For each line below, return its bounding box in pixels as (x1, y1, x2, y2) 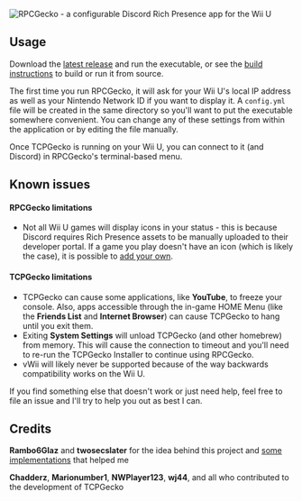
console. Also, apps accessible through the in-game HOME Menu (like (22, 301, 284, 312)
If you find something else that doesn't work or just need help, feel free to (9, 386, 283, 396)
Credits (9, 422, 52, 436)
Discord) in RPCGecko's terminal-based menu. (9, 150, 183, 161)
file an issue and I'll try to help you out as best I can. (9, 395, 203, 405)
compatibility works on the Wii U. (22, 368, 146, 378)
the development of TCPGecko (9, 482, 124, 493)
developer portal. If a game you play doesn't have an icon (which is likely (22, 241, 294, 252)
